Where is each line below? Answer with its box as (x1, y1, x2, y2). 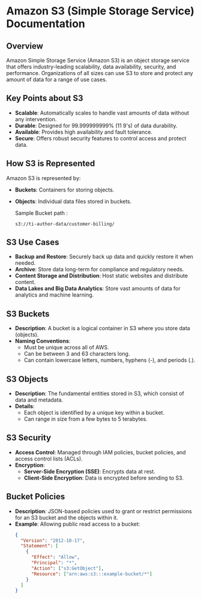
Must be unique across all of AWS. (23, 344, 109, 351)
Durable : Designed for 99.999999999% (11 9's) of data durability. (14, 122, 178, 129)
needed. (14, 259, 36, 266)
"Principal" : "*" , (31, 560, 77, 566)
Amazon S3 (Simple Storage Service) (6, 4, 195, 18)
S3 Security (6, 433, 52, 443)
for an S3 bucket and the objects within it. (14, 514, 118, 521)
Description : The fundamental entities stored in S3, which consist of (14, 390, 184, 397)
